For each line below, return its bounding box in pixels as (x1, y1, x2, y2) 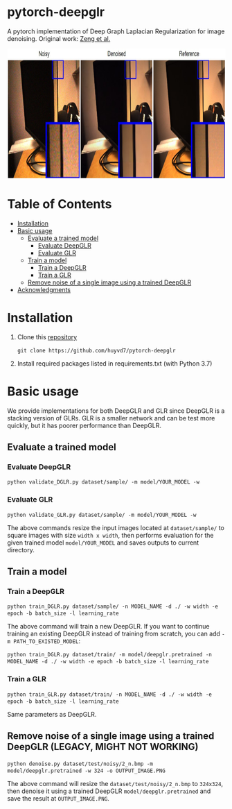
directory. (7, 545, 35, 554)
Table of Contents (7, 196, 112, 212)
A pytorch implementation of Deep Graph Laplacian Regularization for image (7, 27, 225, 35)
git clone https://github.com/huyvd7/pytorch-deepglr (17, 347, 176, 354)
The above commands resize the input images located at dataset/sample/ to (7, 523, 225, 531)
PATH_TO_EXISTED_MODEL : (13, 637, 81, 645)
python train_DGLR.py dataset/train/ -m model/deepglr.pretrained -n (7, 652, 213, 658)
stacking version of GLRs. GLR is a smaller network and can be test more (7, 414, 215, 422)
